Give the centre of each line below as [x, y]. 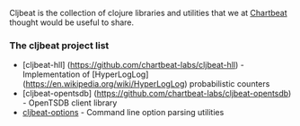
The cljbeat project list [59, 46]
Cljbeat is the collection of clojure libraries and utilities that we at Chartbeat [148, 13]
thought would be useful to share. [72, 22]
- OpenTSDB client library [70, 103]
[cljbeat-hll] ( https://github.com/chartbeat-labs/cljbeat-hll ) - [133, 65]
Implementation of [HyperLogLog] [85, 74]
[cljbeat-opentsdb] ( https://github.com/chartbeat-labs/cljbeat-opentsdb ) [157, 94]
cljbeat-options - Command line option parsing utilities [123, 113]
